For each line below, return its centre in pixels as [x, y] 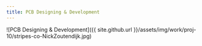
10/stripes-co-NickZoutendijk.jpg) [49, 36]
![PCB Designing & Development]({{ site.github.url [69, 29]
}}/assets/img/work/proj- [165, 29]
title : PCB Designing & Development [53, 12]
